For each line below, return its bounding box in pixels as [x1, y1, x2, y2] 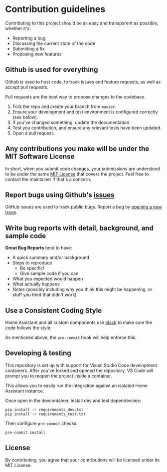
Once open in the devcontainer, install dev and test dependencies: [5, 397, 141, 403]
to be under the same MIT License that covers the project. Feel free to [5, 171, 149, 177]
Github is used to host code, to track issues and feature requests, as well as [5, 78, 161, 84]
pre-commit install [5, 430, 46, 435]
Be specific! [19, 265, 44, 271]
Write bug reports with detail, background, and [5, 223, 154, 232]
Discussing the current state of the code [12, 40, 96, 46]
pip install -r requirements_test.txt [5, 411, 86, 416]
